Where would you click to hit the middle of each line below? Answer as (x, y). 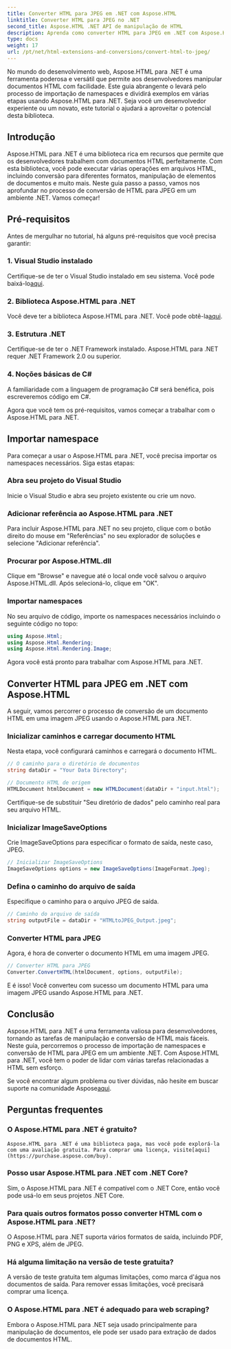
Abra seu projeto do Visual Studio (64, 481)
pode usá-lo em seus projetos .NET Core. (66, 1195)
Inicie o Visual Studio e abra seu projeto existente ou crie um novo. (102, 495)
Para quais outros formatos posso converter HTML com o (105, 1213)
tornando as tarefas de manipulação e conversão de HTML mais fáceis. (108, 1038)
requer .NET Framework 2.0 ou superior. (64, 356)
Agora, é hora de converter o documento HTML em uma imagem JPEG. (108, 953)
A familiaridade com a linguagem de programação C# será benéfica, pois (111, 389)
